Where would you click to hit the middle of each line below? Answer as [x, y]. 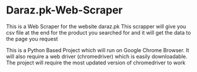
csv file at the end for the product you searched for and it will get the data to [98, 32]
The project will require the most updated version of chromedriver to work [96, 63]
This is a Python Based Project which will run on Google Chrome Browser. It [98, 50]
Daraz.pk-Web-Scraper [64, 10]
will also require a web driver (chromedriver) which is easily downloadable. [97, 56]
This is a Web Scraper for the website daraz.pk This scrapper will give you [96, 26]
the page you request [32, 39]
